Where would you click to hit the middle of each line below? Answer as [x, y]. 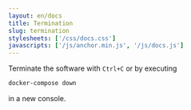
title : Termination [41, 23]
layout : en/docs [35, 16]
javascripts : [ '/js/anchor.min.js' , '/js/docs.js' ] [96, 46]
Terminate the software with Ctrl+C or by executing [93, 68]
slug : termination [39, 31]
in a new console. [37, 98]
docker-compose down [43, 84]
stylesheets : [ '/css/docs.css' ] [62, 38]
